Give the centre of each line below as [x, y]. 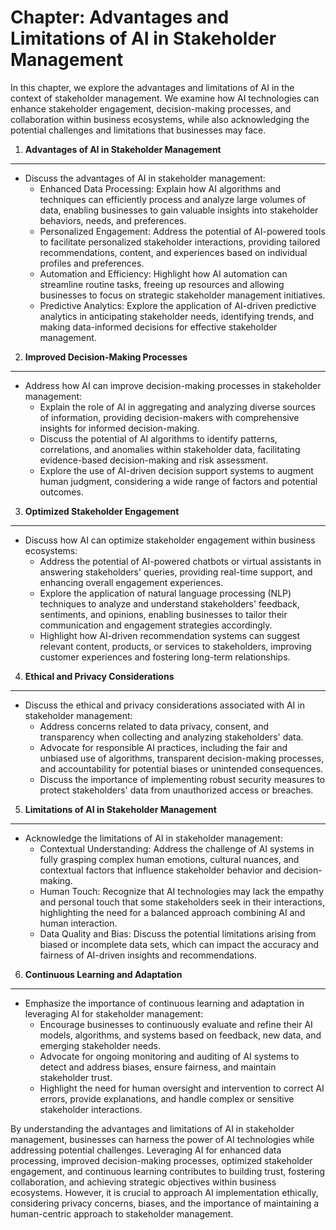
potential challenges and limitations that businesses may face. [138, 130]
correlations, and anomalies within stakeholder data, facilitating [170, 449]
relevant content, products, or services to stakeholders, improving [175, 646]
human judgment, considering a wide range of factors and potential [178, 481]
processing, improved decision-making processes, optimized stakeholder [161, 1160]
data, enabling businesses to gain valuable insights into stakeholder [179, 210]
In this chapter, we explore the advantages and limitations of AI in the [152, 87]
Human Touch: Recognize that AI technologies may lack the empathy [182, 891]
